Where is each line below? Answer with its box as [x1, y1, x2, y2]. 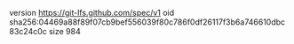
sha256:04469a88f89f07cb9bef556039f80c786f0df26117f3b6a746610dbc [9, 17, 286, 27]
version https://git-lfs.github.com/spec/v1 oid [9, 8, 175, 18]
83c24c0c [9, 26, 47, 36]
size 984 [48, 26, 82, 36]
